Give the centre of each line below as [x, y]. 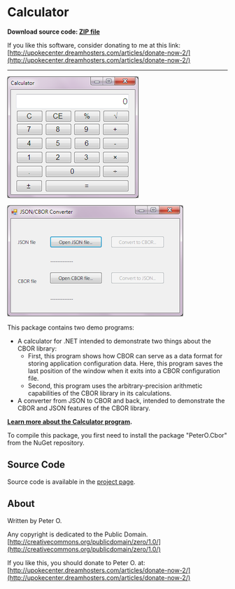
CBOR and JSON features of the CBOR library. [84, 408]
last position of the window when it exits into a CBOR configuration [124, 371]
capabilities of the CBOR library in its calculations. [100, 393]
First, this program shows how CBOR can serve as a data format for [125, 356]
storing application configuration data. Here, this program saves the [125, 363]
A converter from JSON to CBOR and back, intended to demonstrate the [121, 400]
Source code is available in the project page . [71, 482]
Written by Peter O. [35, 520]
